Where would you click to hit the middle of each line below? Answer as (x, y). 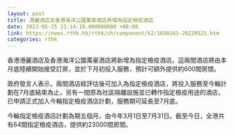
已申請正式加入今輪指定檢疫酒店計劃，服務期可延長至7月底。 (94, 101)
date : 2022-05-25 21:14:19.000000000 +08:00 (73, 26)
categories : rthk (32, 40)
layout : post (26, 14)
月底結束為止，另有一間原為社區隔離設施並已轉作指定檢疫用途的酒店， (123, 93)
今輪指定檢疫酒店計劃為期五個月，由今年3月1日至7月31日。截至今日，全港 (113, 116)
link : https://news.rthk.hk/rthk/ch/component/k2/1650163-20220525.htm (113, 33)
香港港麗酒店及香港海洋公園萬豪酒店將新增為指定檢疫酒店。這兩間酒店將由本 (117, 61)
